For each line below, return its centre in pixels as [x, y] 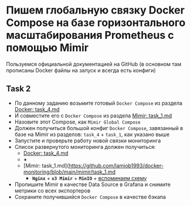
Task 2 [18, 89]
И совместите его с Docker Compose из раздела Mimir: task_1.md [93, 115]
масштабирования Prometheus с [90, 35]
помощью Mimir [47, 48]
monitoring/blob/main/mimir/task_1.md [69, 172]
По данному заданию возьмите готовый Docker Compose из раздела [98, 103]
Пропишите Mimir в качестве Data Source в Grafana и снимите [93, 184]
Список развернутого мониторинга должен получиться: [85, 147]
